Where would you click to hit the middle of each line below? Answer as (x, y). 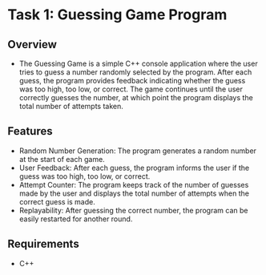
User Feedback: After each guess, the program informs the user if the (134, 168)
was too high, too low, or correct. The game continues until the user (131, 89)
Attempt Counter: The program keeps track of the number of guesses (134, 184)
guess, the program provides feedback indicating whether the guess (132, 81)
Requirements (43, 244)
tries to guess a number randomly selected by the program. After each (135, 72)
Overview (32, 44)
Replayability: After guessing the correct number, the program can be (133, 210)
